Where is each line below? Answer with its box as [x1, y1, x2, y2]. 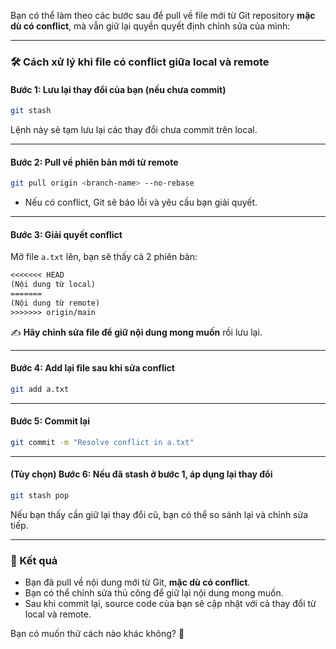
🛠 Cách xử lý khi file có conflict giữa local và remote [10, 55, 270, 69]
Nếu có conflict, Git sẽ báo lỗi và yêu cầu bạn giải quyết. [24, 196, 258, 209]
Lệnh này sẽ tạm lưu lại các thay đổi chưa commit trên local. [10, 124, 258, 135]
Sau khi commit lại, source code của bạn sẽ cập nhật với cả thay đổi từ [24, 598, 317, 610]
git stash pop [10, 491, 70, 501]
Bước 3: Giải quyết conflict [10, 228, 123, 240]
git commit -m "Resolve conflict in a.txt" [10, 437, 195, 447]
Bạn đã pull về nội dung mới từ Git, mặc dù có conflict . [24, 576, 251, 589]
